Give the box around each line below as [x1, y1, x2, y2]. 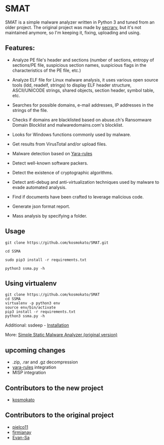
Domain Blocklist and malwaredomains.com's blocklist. [12, 122, 124, 128]
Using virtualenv [5, 279, 57, 287]
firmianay [12, 429, 32, 435]
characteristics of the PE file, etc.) [12, 67, 81, 73]
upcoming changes [5, 346, 65, 354]
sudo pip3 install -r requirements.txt [5, 257, 87, 262]
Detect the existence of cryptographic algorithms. [12, 169, 113, 175]
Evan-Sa [12, 434, 30, 440]
